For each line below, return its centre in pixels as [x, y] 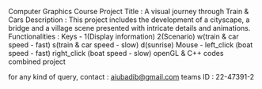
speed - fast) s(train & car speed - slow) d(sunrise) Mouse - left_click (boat [131, 45]
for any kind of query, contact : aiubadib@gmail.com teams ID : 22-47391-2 [131, 77]
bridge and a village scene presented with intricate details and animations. [129, 28]
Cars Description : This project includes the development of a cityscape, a [129, 20]
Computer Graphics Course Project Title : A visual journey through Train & [129, 11]
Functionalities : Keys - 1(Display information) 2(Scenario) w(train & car [123, 36]
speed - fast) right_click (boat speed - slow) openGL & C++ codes [116, 53]
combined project [37, 61]
